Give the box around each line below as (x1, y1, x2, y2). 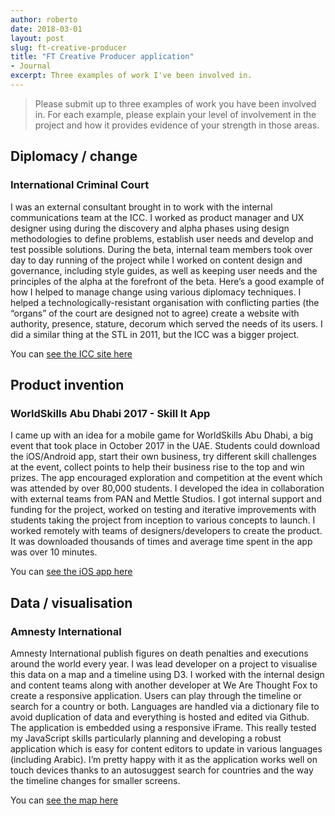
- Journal (10, 61, 52, 71)
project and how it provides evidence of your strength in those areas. (34, 119, 320, 131)
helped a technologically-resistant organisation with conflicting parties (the (10, 296, 320, 308)
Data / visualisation (10, 594, 133, 611)
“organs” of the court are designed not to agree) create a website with (10, 307, 300, 319)
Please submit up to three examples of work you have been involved (34, 97, 317, 110)
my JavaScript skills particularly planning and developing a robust (10, 732, 282, 744)
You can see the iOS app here (10, 566, 133, 578)
